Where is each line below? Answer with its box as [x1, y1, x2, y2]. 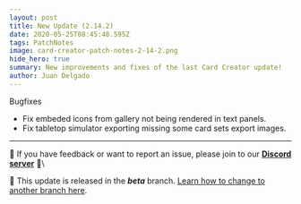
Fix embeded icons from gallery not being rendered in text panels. [21, 113, 267, 123]
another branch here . [9, 184, 88, 195]
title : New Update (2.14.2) [9, 21, 115, 30]
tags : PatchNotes [9, 38, 74, 47]
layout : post [9, 13, 58, 22]
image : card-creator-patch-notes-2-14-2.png [9, 47, 178, 55]
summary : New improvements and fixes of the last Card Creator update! [9, 64, 282, 72]
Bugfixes [9, 96, 42, 106]
